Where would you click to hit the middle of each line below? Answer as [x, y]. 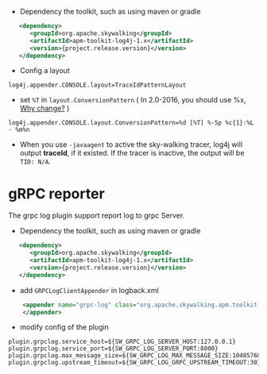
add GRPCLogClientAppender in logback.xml [89, 290]
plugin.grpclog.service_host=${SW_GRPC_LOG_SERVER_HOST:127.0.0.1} [122, 342]
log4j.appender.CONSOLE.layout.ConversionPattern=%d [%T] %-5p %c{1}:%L [131, 123]
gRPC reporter [56, 193]
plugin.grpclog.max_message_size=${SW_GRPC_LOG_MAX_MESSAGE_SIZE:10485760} [136, 356]
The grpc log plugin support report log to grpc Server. [97, 216]
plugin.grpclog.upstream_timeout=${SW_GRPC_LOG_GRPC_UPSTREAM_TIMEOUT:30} [135, 363]
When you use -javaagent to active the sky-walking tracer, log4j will [131, 145]
